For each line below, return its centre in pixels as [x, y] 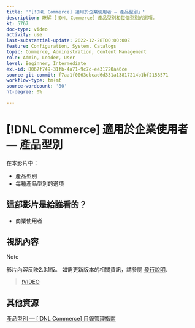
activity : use [25, 35]
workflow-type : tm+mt [34, 80]
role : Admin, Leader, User [41, 58]
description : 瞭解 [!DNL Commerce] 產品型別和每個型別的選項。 [82, 18]
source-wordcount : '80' [37, 86]
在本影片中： [22, 162]
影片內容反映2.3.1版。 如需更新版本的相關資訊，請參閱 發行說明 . [87, 270]
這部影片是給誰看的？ [47, 205]
